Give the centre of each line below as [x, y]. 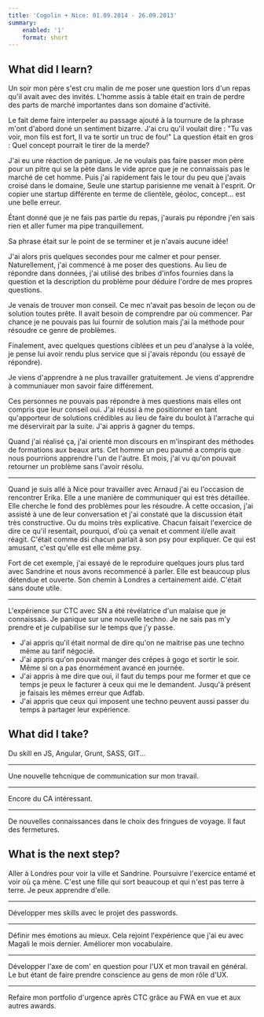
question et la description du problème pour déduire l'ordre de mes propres [130, 282]
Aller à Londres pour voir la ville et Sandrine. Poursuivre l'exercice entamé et [132, 873]
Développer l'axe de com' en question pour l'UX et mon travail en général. [128, 966]
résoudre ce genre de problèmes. [62, 331]
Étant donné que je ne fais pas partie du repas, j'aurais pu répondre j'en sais [132, 218]
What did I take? [48, 734]
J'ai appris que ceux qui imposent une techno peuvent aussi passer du [134, 701]
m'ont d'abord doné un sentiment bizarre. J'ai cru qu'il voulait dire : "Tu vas [130, 129]
